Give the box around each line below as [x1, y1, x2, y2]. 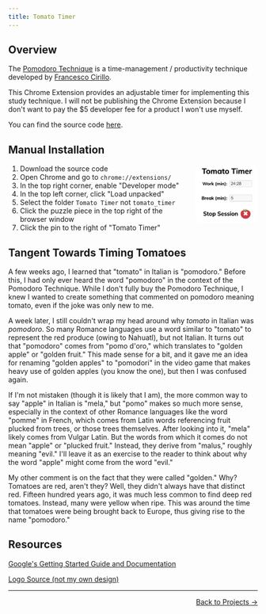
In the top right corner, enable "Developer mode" [19, 181, 180, 190]
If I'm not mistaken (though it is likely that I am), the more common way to [8, 391, 248, 400]
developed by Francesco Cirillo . [8, 72, 112, 82]
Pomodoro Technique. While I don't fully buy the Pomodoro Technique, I [8, 284, 244, 293]
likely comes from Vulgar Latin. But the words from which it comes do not [8, 433, 248, 442]
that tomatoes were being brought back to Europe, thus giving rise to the [8, 507, 245, 517]
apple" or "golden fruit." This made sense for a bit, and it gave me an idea [8, 349, 248, 360]
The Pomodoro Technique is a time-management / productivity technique [8, 64, 248, 74]
